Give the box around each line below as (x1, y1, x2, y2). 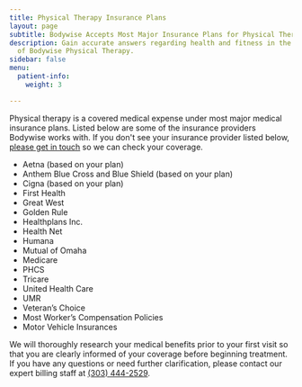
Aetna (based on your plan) (22, 158, 124, 169)
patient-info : (17, 72, 70, 81)
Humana (22, 235, 54, 246)
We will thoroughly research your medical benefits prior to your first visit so (9, 338, 289, 349)
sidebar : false (9, 55, 67, 64)
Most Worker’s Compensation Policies (22, 311, 164, 322)
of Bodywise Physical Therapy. (17, 47, 135, 56)
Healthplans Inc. (22, 216, 84, 227)
